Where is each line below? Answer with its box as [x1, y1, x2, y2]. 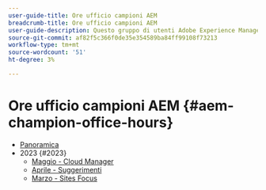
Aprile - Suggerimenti [31, 165, 102, 174]
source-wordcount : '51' [8, 48, 87, 56]
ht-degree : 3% [8, 56, 55, 64]
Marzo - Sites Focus [31, 173, 97, 183]
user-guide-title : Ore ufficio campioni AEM [8, 11, 158, 20]
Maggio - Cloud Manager [31, 156, 114, 166]
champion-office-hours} [8, 114, 174, 131]
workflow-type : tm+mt [8, 41, 80, 49]
